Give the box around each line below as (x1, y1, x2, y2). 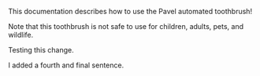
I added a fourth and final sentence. (8, 60, 124, 70)
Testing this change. (8, 45, 75, 54)
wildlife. (8, 31, 34, 39)
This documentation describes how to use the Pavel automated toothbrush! (8, 7, 253, 16)
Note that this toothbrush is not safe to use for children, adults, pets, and (8, 22, 244, 31)
